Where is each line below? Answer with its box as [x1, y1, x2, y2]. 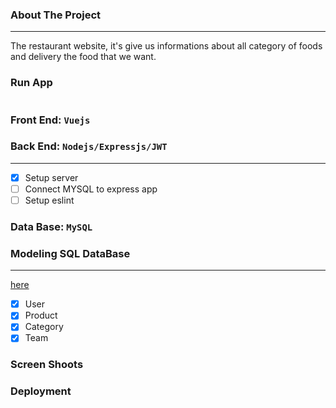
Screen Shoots [10, 358, 84, 372]
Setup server [24, 171, 79, 183]
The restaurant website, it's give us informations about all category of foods [10, 40, 323, 52]
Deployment [10, 384, 72, 398]
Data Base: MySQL [10, 219, 93, 233]
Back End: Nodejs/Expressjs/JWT [10, 139, 168, 153]
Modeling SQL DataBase [10, 246, 131, 260]
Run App [10, 76, 53, 90]
